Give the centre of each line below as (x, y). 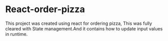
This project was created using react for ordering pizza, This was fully (79, 23)
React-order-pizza (45, 9)
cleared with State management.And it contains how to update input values (84, 28)
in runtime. (17, 34)
